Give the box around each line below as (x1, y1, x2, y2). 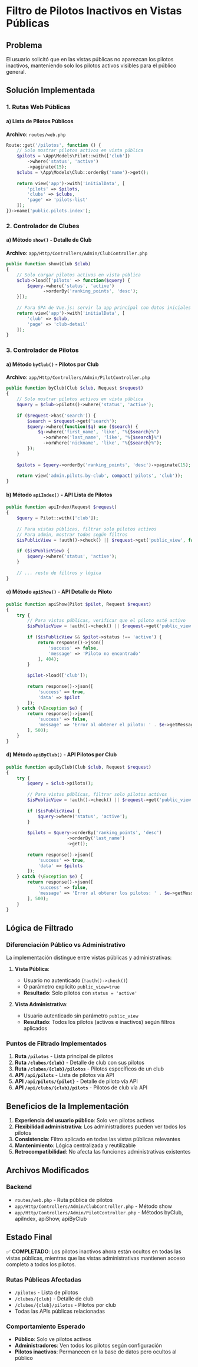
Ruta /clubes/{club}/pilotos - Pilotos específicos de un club (14, 1065, 164, 1072)
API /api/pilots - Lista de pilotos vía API (14, 1072, 114, 1079)
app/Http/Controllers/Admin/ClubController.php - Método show (14, 1203, 173, 1210)
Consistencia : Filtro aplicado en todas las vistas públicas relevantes (14, 1136, 181, 1143)
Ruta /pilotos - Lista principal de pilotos (14, 1053, 114, 1060)
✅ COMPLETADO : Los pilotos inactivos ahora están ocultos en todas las (6, 1248, 181, 1255)
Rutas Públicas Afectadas (6, 1275, 81, 1283)
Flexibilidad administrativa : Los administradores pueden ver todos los (14, 1123, 187, 1130)
